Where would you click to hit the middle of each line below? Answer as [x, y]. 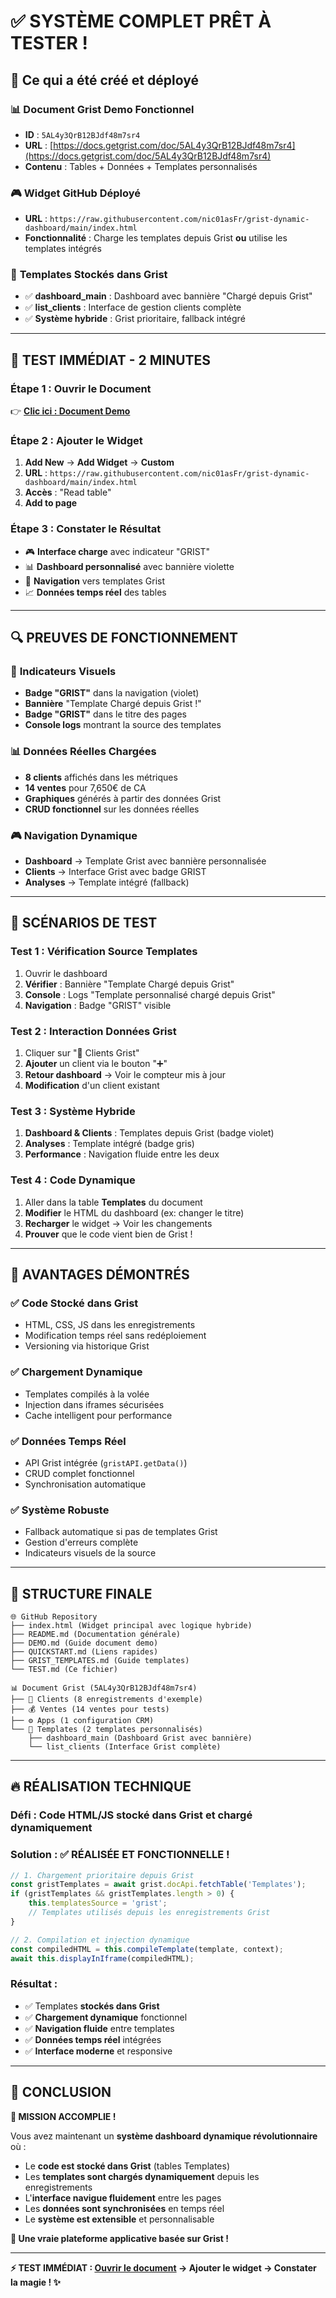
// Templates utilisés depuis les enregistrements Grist [149, 1913]
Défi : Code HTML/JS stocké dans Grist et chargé [131, 1815]
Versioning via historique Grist [87, 1346]
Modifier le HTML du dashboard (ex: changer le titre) [134, 1212]
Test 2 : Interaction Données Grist [93, 1031]
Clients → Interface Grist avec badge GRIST [115, 872]
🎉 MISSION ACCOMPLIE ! [63, 2116]
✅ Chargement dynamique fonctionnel [106, 2017]
